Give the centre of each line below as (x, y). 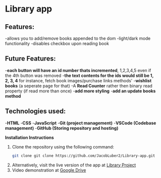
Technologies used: (36, 111)
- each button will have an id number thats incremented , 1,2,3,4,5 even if (78, 70)
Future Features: (30, 59)
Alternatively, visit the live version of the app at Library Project (74, 165)
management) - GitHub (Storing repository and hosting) (62, 128)
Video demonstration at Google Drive (49, 170)
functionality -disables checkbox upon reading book (57, 44)
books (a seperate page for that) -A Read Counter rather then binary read (79, 86)
